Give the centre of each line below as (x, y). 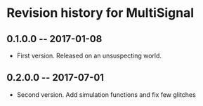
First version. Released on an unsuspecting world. (89, 55)
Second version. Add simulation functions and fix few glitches (106, 94)
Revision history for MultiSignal (100, 13)
